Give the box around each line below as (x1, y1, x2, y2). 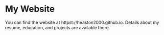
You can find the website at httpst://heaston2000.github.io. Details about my (5, 19, 159, 25)
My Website (5, 3, 55, 15)
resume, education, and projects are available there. (5, 24, 110, 30)
